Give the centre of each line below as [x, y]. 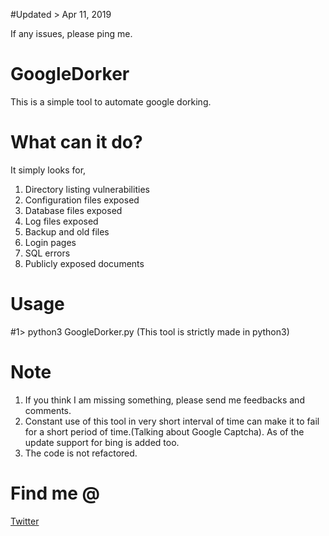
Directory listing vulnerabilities [87, 189]
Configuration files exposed [82, 200]
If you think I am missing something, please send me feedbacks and [164, 400]
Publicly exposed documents [84, 263]
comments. [48, 410]
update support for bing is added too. [102, 442]
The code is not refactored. [81, 453]
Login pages [50, 242]
